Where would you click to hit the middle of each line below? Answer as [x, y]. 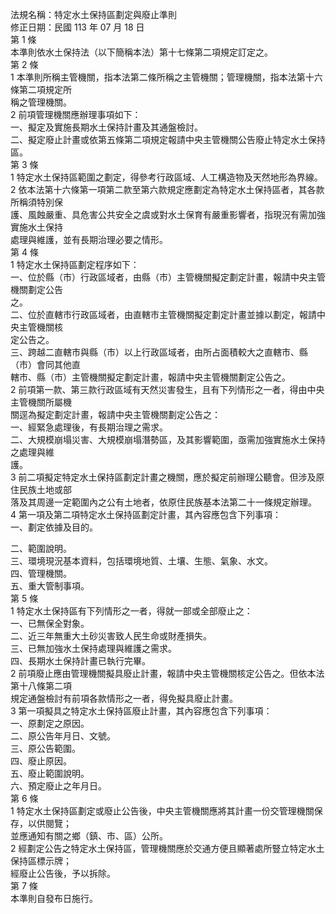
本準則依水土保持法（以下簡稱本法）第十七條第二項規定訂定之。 [141, 52]
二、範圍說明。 [41, 548]
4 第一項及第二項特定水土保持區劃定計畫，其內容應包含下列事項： [146, 514]
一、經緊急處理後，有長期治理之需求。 [89, 427]
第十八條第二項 [41, 686]
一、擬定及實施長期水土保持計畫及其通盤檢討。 [106, 127]
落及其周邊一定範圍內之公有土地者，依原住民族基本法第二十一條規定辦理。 [163, 502]
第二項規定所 [45, 89]
